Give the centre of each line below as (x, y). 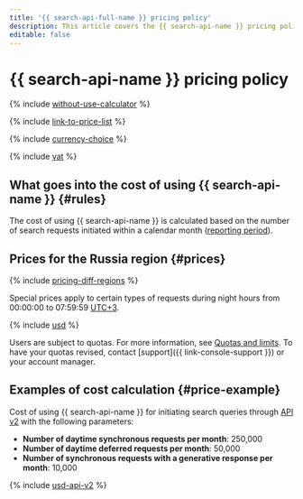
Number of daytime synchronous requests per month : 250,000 (142, 439)
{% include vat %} (43, 157)
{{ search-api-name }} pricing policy (149, 79)
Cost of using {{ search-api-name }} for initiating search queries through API (151, 411)
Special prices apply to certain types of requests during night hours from (145, 298)
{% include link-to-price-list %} (68, 122)
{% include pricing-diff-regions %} (74, 280)
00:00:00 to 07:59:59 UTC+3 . (64, 307)
